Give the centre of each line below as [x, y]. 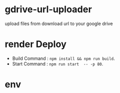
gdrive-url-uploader [49, 9]
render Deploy [36, 44]
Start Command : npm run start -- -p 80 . [57, 64]
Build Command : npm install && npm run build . [64, 58]
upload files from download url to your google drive [59, 24]
